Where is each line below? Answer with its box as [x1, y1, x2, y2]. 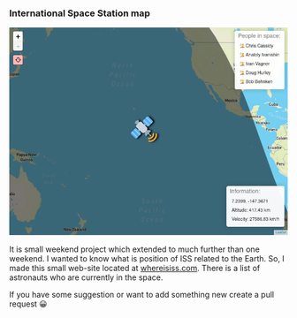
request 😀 [9, 299, 48, 309]
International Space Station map [9, 7, 150, 19]
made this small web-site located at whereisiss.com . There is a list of [9, 263, 261, 274]
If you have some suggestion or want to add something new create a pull [9, 290, 275, 300]
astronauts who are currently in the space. [9, 272, 164, 283]
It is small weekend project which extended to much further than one [9, 244, 261, 254]
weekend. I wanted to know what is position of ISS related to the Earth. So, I [9, 254, 285, 264]
